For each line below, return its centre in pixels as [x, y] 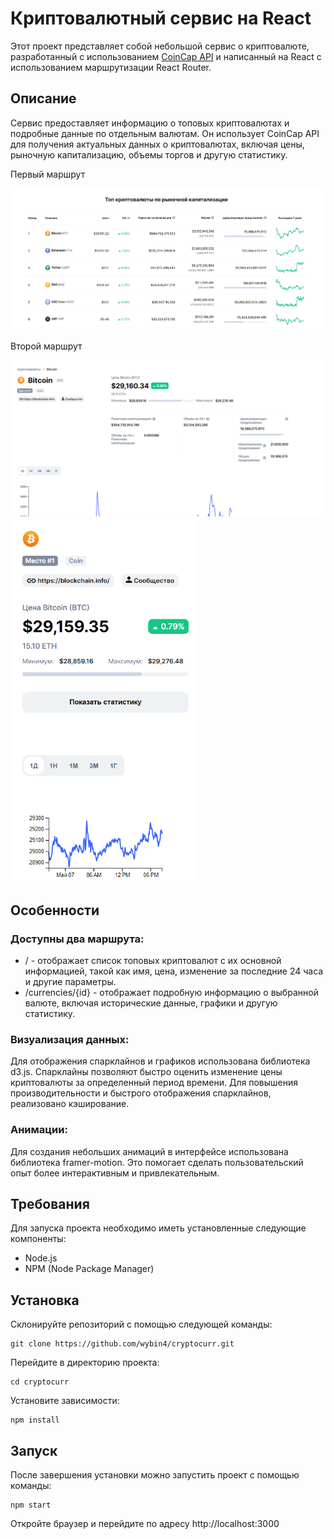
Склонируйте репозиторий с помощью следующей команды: [141, 1324]
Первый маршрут [48, 174]
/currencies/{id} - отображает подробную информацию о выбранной [171, 992]
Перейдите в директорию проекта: [85, 1363]
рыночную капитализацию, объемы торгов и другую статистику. [149, 154]
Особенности [55, 910]
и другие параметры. [70, 981]
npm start [31, 1505]
